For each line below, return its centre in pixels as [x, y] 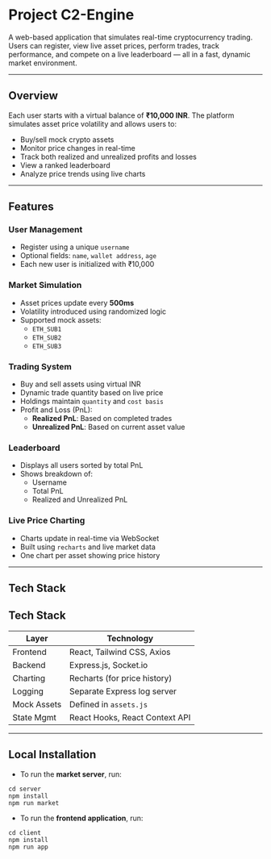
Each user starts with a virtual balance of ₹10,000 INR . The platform [121, 115]
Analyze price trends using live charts [83, 173]
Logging [28, 691]
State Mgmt [34, 717]
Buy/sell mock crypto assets [67, 140]
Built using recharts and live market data [88, 547]
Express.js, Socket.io [109, 665]
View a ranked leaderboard [65, 165]
